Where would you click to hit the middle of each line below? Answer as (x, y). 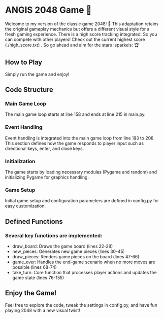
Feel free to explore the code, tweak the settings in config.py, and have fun (81, 305)
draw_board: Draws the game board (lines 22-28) (63, 247)
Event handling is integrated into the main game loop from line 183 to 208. (80, 138)
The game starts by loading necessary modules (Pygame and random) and (81, 172)
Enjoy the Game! (31, 293)
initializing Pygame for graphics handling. (47, 177)
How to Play (24, 62)
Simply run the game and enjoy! (37, 74)
